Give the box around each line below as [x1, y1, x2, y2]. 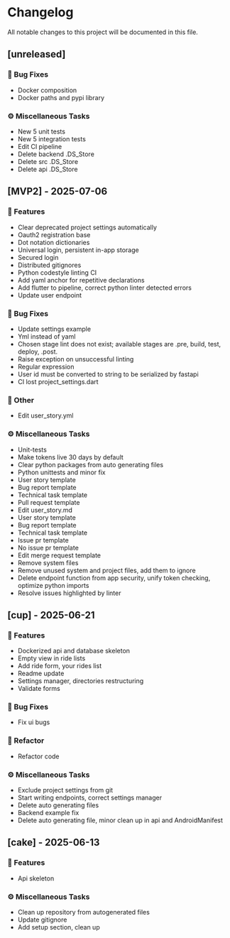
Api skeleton [17, 874, 55, 883]
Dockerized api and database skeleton [17, 647, 130, 655]
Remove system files [17, 558, 79, 567]
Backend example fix [17, 809, 80, 817]
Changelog [7, 4, 74, 21]
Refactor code [17, 752, 60, 760]
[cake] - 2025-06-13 [7, 836, 100, 849]
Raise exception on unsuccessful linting [17, 354, 134, 363]
